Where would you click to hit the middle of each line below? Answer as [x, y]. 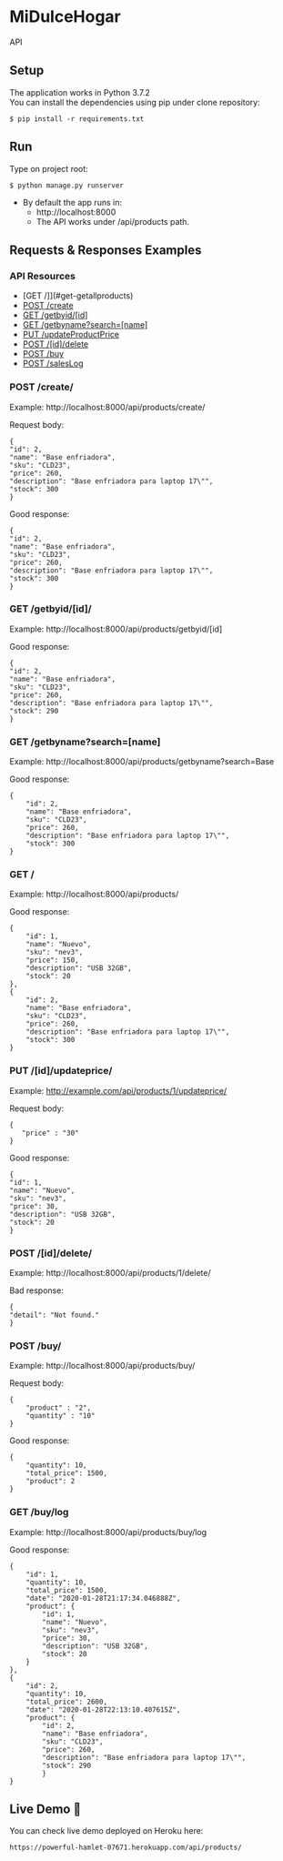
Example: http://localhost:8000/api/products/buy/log [108, 1532]
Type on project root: [49, 168]
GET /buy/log [39, 1512]
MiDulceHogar [65, 17]
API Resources [42, 276]
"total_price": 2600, [66, 1702]
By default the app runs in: [72, 202]
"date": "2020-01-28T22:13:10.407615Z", [103, 1709]
